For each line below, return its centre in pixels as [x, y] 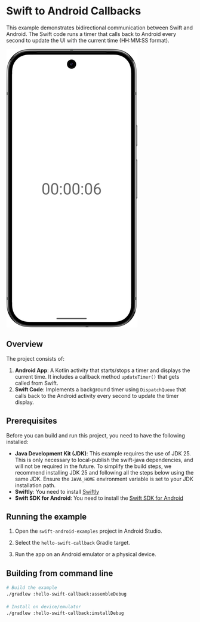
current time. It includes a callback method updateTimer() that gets [97, 376]
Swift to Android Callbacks [74, 11]
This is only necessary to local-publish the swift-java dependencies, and [104, 460]
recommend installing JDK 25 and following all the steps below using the [104, 472]
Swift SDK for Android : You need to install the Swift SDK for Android [99, 498]
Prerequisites [32, 421]
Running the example [47, 517]
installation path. [35, 485]
